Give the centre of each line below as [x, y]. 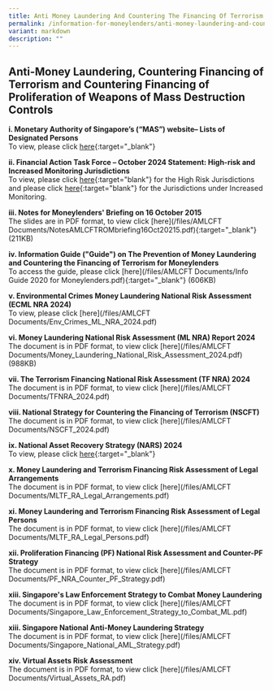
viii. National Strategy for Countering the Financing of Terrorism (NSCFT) [134, 412]
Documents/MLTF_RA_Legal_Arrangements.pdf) [89, 496]
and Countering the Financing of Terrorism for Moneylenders [114, 263]
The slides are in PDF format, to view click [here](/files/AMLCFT [115, 221]
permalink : [27, 24]
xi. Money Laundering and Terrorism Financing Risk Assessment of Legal [134, 511]
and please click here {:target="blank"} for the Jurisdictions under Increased [136, 189]
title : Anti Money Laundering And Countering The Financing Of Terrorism [136, 16]
